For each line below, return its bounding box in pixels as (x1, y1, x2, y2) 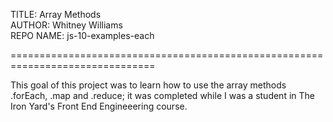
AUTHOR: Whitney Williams (10, 19, 123, 31)
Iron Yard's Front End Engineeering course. (10, 100, 188, 112)
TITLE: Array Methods (10, 9, 102, 20)
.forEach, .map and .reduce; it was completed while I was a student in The (10, 90, 315, 101)
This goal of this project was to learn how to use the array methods (10, 79, 287, 91)
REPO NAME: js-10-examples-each (10, 30, 155, 41)
